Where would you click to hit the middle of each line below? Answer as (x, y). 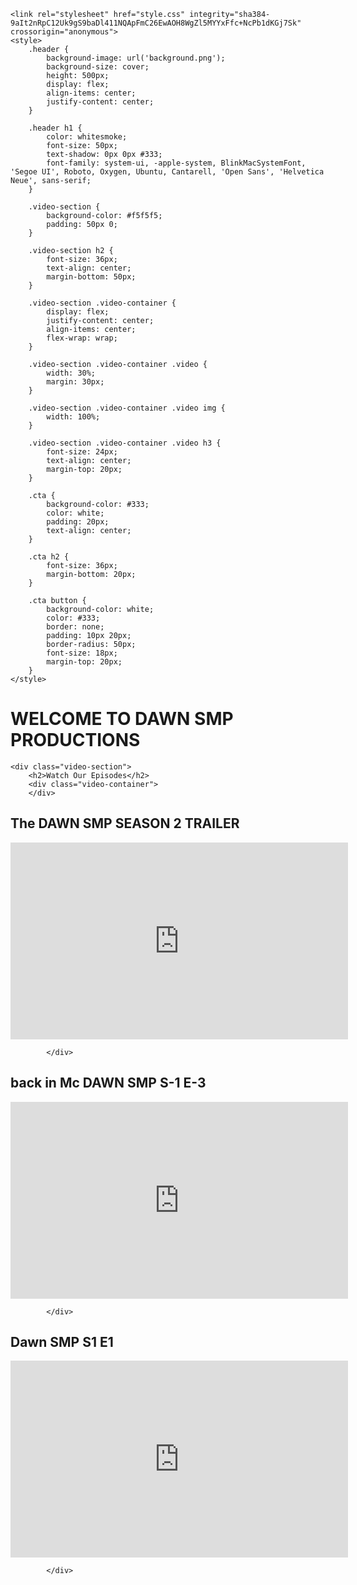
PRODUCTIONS (75, 740)
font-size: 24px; (82, 452)
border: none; (75, 627)
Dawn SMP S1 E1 (62, 1341)
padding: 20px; (78, 522)
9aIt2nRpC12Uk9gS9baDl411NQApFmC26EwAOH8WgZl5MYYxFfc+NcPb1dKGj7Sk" (156, 23)
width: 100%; (73, 417)
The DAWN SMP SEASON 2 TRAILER (125, 823)
